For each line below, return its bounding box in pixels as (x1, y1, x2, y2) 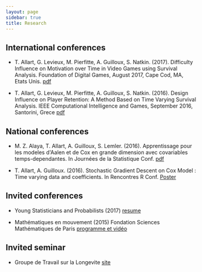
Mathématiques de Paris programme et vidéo (14, 225, 128, 232)
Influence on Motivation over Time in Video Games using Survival (14, 65, 178, 73)
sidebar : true (5, 15, 42, 21)
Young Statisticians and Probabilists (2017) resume (14, 207, 142, 214)
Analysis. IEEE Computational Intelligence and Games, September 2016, (14, 102, 193, 109)
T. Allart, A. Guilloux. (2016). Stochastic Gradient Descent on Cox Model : (14, 167, 197, 174)
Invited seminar (5, 242, 66, 253)
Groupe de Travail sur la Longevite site (14, 258, 111, 266)
